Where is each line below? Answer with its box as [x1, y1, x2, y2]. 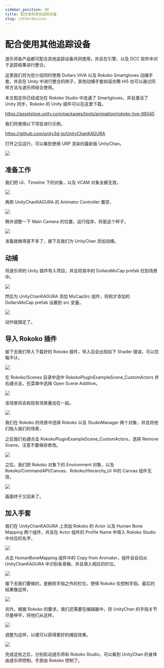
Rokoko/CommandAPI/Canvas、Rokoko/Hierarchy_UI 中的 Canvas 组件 [5, 468, 147, 474]
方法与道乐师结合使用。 [9, 85, 57, 90]
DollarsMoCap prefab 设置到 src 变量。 [5, 299, 84, 305]
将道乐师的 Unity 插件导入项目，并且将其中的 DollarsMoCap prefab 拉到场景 [5, 267, 158, 274]
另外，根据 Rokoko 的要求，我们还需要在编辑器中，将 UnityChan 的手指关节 [5, 606, 157, 612]
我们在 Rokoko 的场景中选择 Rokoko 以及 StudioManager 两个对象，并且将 [5, 419, 154, 425]
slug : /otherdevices [5, 16, 47, 21]
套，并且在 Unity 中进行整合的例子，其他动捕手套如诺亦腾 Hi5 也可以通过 [5, 79, 151, 85]
